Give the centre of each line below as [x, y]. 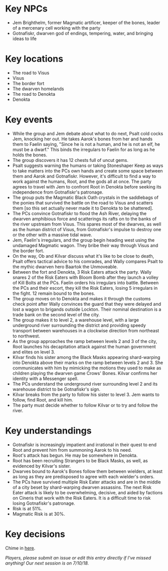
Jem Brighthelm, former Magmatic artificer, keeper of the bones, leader [86, 23]
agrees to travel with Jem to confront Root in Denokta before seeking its [87, 186]
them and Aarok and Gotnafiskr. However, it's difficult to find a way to [84, 176]
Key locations [34, 59]
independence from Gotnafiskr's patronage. [58, 192]
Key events [29, 120]
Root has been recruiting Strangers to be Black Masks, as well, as [80, 460]
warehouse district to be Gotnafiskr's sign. [56, 389]
